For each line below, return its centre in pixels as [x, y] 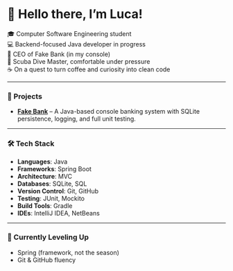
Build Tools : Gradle [45, 206]
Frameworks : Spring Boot [54, 168]
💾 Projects [25, 96]
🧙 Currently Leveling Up [48, 237]
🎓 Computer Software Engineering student [69, 33]
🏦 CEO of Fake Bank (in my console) [59, 54]
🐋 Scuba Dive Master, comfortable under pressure [79, 61]
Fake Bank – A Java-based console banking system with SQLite [108, 112]
